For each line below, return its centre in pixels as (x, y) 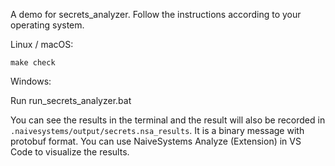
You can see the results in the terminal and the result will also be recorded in (168, 120)
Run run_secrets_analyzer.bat (71, 100)
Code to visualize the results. (70, 152)
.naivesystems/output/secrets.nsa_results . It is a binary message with (157, 130)
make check (33, 63)
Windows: (31, 81)
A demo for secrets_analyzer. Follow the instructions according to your (156, 14)
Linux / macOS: (42, 44)
